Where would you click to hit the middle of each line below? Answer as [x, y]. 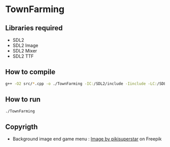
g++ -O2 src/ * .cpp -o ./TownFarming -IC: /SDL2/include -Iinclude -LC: [81, 84]
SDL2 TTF [23, 56]
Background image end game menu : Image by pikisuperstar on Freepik [87, 139]
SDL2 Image [25, 45]
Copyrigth [22, 127]
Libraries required [34, 28]
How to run [23, 100]
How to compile [30, 72]
